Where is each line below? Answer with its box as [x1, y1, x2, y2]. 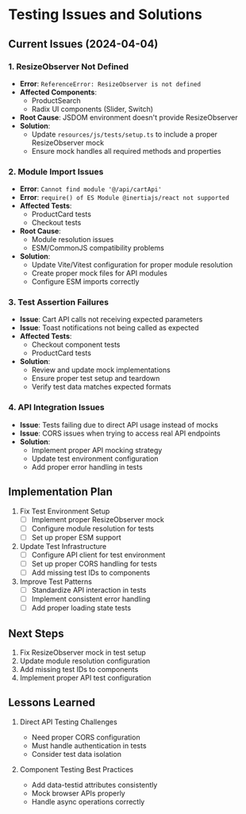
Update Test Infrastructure [19, 541, 107, 551]
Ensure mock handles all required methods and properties [31, 146, 221, 156]
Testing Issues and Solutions [8, 6, 202, 24]
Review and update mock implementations [31, 365, 171, 374]
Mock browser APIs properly [31, 788, 125, 798]
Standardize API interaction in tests [31, 585, 147, 594]
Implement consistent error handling [31, 594, 151, 604]
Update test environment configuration [31, 454, 159, 463]
